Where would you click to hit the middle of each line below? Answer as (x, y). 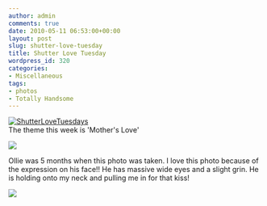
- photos (23, 91)
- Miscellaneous (35, 76)
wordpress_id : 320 (39, 61)
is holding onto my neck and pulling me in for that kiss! (99, 178)
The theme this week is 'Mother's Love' (74, 130)
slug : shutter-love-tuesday (56, 46)
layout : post (30, 38)
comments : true (34, 23)
